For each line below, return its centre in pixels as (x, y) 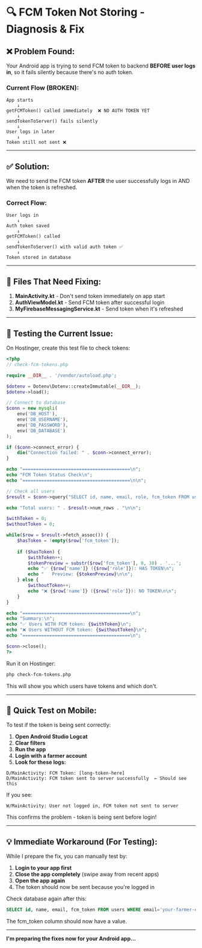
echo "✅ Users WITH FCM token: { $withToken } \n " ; (69, 624)
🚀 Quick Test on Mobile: (52, 711)
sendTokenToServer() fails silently (52, 122)
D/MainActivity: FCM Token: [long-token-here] (66, 773)
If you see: (19, 795)
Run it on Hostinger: (31, 663)
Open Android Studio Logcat (51, 737)
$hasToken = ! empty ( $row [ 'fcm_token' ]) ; (68, 541)
